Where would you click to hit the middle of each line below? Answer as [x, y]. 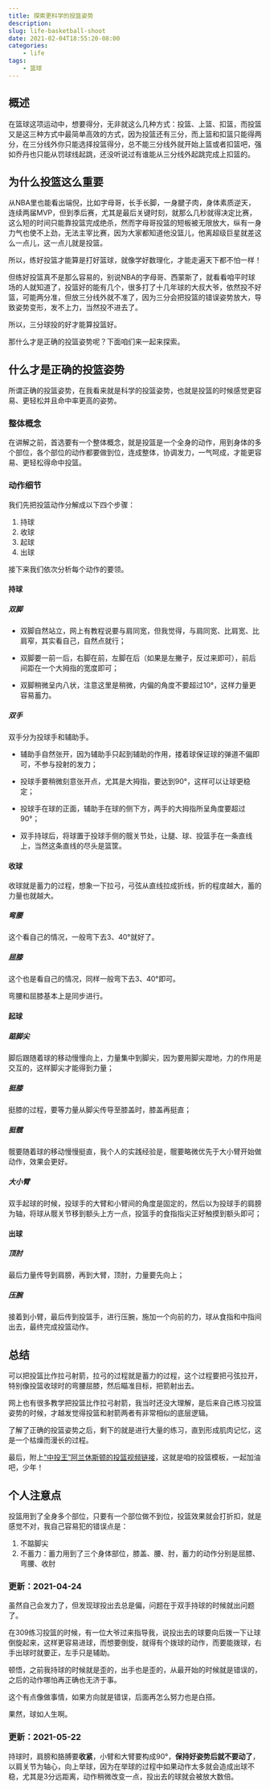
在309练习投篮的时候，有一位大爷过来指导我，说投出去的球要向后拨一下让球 [135, 1633]
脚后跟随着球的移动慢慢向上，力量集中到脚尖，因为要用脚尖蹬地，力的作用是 [135, 1058]
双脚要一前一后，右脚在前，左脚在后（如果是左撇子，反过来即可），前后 [138, 658]
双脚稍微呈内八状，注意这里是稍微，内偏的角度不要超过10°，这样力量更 [138, 685]
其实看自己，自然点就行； [84, 641]
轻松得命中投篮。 [57, 463]
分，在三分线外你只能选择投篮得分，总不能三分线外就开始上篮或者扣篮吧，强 [135, 144]
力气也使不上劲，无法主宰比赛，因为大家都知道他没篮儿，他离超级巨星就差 [131, 233]
